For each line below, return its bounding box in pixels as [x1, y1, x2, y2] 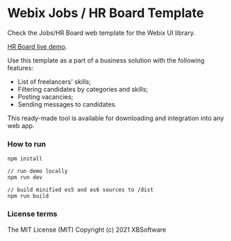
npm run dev [7, 174, 43, 181]
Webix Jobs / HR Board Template [7, 5, 204, 21]
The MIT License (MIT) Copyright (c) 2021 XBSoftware [7, 225, 167, 234]
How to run [7, 139, 46, 149]
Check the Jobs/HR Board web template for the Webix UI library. [7, 28, 196, 37]
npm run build [7, 193, 50, 200]
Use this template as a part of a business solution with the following [7, 55, 205, 65]
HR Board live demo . [7, 42, 67, 50]
